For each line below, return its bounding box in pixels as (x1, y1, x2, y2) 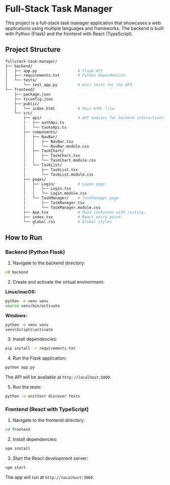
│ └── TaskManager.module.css (23, 205, 101, 210)
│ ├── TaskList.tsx (23, 167, 78, 172)
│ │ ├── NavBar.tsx (23, 139, 73, 144)
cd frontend (5, 427, 30, 432)
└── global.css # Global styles (23, 219, 112, 224)
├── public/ (14, 101, 39, 107)
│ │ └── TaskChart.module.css (23, 158, 96, 163)
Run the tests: (12, 384, 42, 390)
